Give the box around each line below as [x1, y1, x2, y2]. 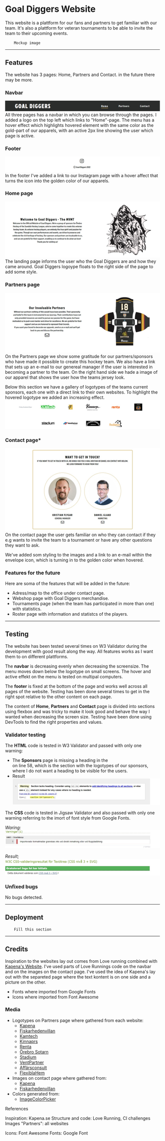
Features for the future [5, 569, 60, 576]
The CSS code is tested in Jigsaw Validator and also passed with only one [5, 810, 155, 816]
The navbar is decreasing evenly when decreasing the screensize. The [5, 663, 149, 669]
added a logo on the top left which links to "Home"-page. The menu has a [5, 117, 155, 123]
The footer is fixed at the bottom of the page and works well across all [5, 683, 148, 689]
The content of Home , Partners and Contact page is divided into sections [5, 703, 155, 709]
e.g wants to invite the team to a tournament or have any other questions [5, 537, 152, 543]
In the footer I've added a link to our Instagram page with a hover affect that [5, 172, 158, 178]
